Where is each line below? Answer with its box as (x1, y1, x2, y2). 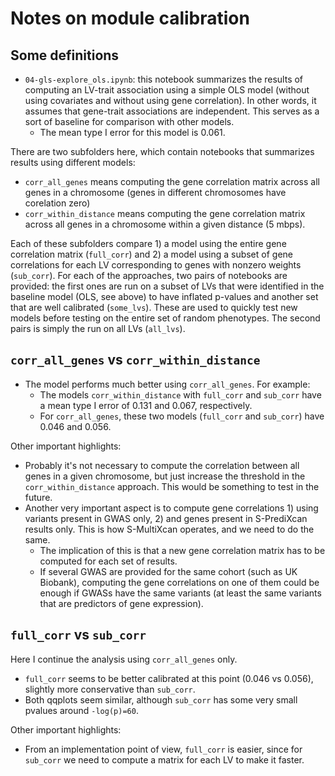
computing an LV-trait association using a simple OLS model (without (24, 84, 310, 96)
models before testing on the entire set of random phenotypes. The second (10, 312, 321, 324)
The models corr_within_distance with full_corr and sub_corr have (39, 388, 322, 401)
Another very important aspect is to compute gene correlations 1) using (24, 502, 319, 514)
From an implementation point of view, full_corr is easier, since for (24, 743, 303, 755)
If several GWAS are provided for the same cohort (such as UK (39, 565, 298, 577)
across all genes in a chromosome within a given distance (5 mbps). (24, 218, 306, 230)
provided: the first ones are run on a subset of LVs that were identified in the (10, 280, 325, 292)
